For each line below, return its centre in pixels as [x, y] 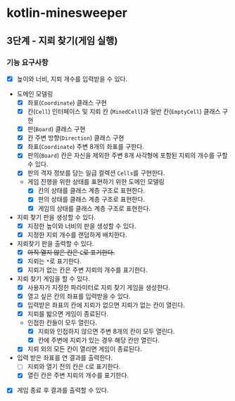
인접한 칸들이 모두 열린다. [62, 323]
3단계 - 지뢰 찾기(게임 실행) [62, 40]
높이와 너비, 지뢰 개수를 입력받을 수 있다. [72, 79]
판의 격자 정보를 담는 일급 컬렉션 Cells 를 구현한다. [96, 173]
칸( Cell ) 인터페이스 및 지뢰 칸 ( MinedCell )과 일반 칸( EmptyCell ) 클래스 [124, 111]
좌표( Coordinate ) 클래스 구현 [67, 103]
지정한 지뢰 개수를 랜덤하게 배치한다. [77, 235]
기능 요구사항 [27, 63]
